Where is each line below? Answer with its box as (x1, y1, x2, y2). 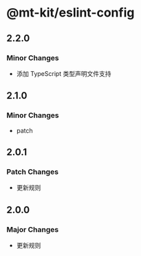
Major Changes (6, 224, 59, 234)
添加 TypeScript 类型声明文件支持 (16, 69, 111, 77)
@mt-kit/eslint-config (6, 5, 135, 21)
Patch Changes (6, 167, 59, 177)
